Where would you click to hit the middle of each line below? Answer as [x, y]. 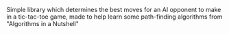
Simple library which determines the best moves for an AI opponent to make [114, 10]
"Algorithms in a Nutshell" [43, 24]
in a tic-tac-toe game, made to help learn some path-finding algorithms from [114, 17]
